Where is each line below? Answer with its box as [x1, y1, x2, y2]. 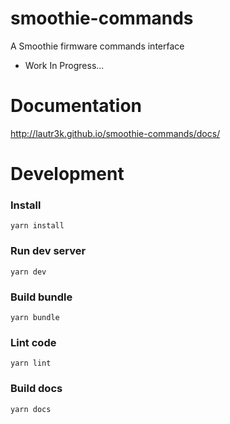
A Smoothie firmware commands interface [10, 40, 185, 52]
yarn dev [10, 267, 47, 277]
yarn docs [10, 404, 52, 414]
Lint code [10, 335, 57, 349]
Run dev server [10, 244, 87, 258]
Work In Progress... [24, 59, 105, 71]
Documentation [10, 95, 143, 117]
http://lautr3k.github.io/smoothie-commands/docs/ [10, 127, 221, 139]
